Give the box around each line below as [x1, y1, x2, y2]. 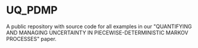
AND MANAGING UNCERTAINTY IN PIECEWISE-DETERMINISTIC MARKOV [6, 29, 188, 36]
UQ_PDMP [6, 4, 58, 17]
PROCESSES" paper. [6, 35, 56, 42]
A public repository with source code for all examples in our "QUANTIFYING [6, 23, 192, 30]
